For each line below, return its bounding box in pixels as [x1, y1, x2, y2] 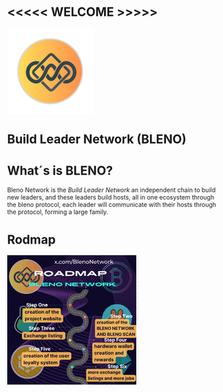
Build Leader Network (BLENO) [7, 132, 187, 147]
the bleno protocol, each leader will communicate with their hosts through [7, 201, 217, 209]
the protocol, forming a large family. [7, 208, 109, 216]
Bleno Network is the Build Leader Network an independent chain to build [7, 186, 216, 194]
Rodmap [7, 232, 56, 248]
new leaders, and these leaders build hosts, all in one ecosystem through [7, 193, 215, 202]
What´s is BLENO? [7, 163, 114, 179]
